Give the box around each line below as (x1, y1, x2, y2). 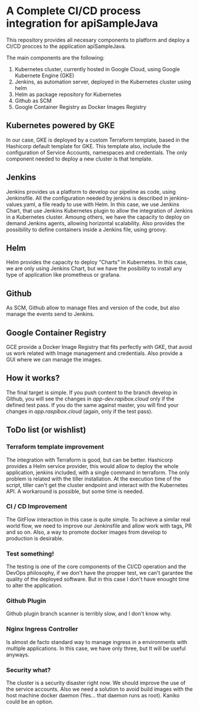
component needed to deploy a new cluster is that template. (6, 155, 153, 162)
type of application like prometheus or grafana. (6, 271, 121, 278)
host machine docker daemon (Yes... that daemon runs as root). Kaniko (6, 691, 180, 699)
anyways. (6, 651, 30, 658)
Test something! (6, 549, 54, 558)
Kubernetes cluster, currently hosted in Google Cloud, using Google (14, 65, 180, 72)
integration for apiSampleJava (6, 17, 158, 30)
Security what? (6, 665, 52, 674)
